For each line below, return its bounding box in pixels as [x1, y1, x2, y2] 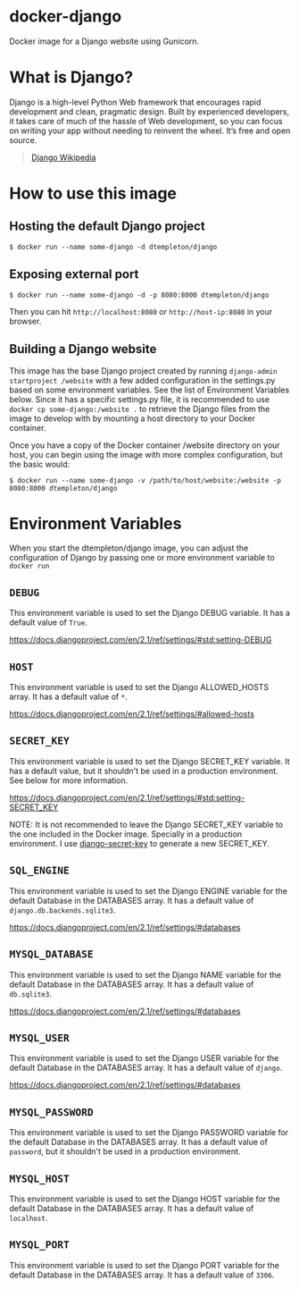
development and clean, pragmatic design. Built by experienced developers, [9, 105, 290, 117]
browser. [9, 316, 42, 326]
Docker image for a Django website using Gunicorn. [9, 36, 199, 46]
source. [9, 134, 37, 145]
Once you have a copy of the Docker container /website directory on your [9, 440, 280, 451]
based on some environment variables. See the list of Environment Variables [9, 384, 290, 395]
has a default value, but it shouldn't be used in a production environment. [9, 765, 278, 776]
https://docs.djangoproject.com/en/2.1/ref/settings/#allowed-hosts [9, 709, 254, 720]
